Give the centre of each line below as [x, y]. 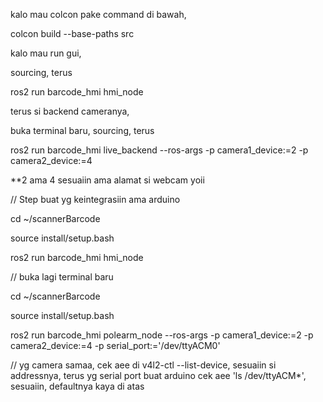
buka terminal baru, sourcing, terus [82, 130]
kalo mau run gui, [46, 53]
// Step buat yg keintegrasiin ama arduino [95, 199]
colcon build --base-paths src [72, 33]
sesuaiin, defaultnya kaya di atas [77, 386]
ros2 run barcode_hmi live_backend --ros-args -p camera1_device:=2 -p [159, 150]
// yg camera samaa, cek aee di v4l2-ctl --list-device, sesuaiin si [143, 365]
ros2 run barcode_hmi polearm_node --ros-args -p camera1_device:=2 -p [162, 335]
